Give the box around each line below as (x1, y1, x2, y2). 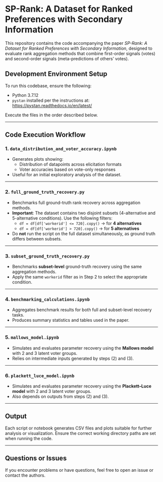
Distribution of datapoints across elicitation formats (19, 162, 122, 167)
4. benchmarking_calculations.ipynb (5, 296, 90, 302)
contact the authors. (5, 472, 46, 478)
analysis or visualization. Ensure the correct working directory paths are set (5, 430, 156, 436)
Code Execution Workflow (5, 130, 86, 139)
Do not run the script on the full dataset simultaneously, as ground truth (12, 230, 156, 237)
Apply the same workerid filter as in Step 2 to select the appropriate (12, 274, 147, 280)
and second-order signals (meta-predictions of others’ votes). (5, 56, 129, 61)
